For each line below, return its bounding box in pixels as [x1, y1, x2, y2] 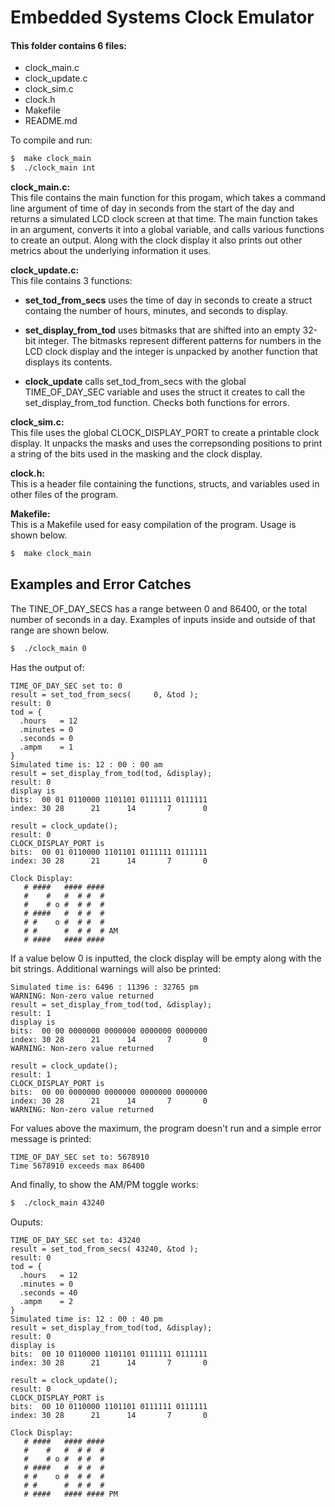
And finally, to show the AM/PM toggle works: [10, 1178, 199, 1190]
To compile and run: [10, 134, 93, 146]
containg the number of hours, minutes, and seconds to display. [24, 305, 288, 317]
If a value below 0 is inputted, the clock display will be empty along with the [10, 952, 322, 964]
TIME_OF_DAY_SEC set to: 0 [10, 681, 123, 691]
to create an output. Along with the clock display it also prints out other [10, 234, 303, 246]
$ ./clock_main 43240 [10, 1197, 105, 1208]
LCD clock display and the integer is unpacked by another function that [24, 346, 318, 358]
